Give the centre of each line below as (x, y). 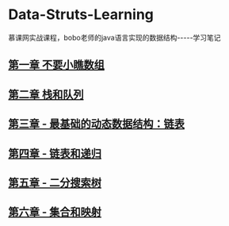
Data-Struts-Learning (81, 15)
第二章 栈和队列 (46, 94)
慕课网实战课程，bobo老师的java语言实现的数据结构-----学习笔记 (114, 37)
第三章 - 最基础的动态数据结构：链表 (96, 124)
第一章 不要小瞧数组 (56, 65)
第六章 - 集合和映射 (55, 212)
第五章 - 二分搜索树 (55, 183)
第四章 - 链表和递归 (55, 153)
